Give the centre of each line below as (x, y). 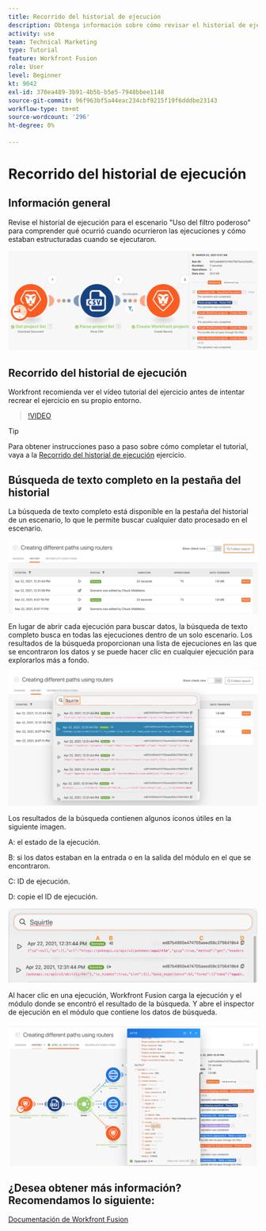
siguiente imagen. (37, 826)
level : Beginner (35, 75)
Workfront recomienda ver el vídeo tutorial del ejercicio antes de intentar (127, 392)
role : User (26, 67)
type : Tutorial (33, 50)
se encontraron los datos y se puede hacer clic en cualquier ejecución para (131, 652)
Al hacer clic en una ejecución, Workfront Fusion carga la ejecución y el (125, 995)
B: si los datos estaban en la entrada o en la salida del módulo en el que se (130, 857)
